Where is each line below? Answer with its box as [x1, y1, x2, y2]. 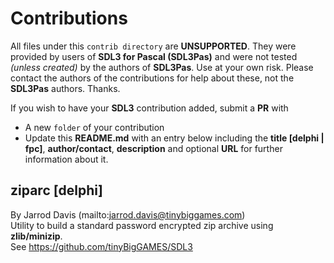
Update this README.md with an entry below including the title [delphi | [24, 132, 325, 144]
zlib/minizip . [10, 230, 63, 242]
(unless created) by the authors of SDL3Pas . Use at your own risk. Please [10, 61, 314, 73]
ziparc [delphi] [10, 182, 103, 199]
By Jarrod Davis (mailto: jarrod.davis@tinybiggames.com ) [10, 208, 246, 221]
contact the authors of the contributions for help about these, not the [10, 72, 295, 84]
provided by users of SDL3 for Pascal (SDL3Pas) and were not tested [10, 50, 298, 62]
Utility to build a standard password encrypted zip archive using [10, 219, 274, 231]
